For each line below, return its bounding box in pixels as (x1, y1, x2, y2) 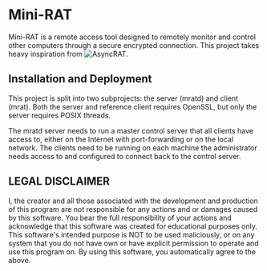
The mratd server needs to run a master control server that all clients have (8, 126, 254, 135)
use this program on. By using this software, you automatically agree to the (8, 246, 257, 257)
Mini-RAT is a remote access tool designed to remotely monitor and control (8, 32, 257, 42)
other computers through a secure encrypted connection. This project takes (8, 40, 260, 50)
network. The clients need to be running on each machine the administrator (8, 142, 258, 153)
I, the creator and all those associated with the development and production (8, 196, 258, 205)
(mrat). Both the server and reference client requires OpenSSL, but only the (8, 102, 257, 111)
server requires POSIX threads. (8, 110, 111, 120)
